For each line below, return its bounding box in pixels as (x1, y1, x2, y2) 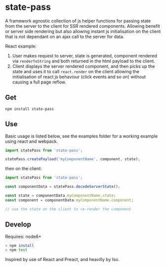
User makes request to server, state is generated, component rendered (12, 52, 157, 58)
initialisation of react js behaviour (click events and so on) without (12, 74, 146, 80)
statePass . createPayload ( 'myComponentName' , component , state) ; (5, 157, 140, 162)
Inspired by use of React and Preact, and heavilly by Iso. (5, 257, 120, 263)
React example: (5, 43, 37, 49)
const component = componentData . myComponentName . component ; (5, 197, 134, 203)
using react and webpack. (5, 138, 58, 144)
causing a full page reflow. (12, 79, 67, 85)
